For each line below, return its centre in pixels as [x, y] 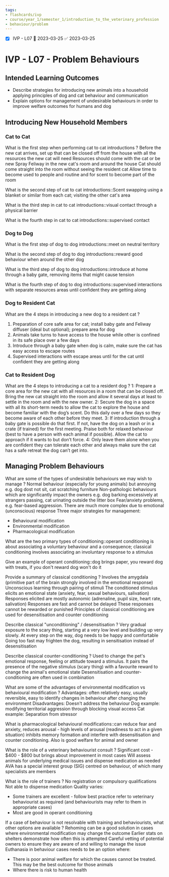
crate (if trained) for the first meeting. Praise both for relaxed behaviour [79, 429]
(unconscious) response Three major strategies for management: [73, 511]
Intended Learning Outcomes [52, 78]
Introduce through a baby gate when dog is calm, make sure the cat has [87, 346]
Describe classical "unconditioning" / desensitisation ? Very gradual [76, 624]
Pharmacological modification [43, 531]
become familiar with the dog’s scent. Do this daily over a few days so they [83, 412]
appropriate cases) [32, 807]
